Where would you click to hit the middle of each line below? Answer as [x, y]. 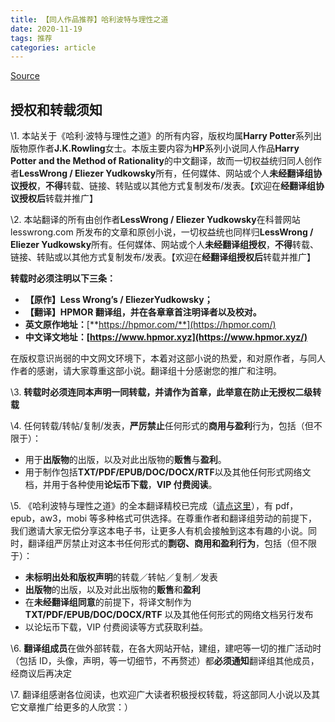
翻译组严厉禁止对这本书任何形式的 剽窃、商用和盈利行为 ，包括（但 [163, 543]
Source [25, 76]
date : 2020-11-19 [46, 29]
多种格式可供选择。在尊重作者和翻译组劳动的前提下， [208, 518]
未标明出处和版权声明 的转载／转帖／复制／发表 [121, 577]
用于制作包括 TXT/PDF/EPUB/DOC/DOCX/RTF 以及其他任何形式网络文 [168, 472]
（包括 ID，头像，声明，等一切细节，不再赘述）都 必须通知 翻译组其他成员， [165, 661]
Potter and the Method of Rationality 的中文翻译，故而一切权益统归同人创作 [166, 161]
